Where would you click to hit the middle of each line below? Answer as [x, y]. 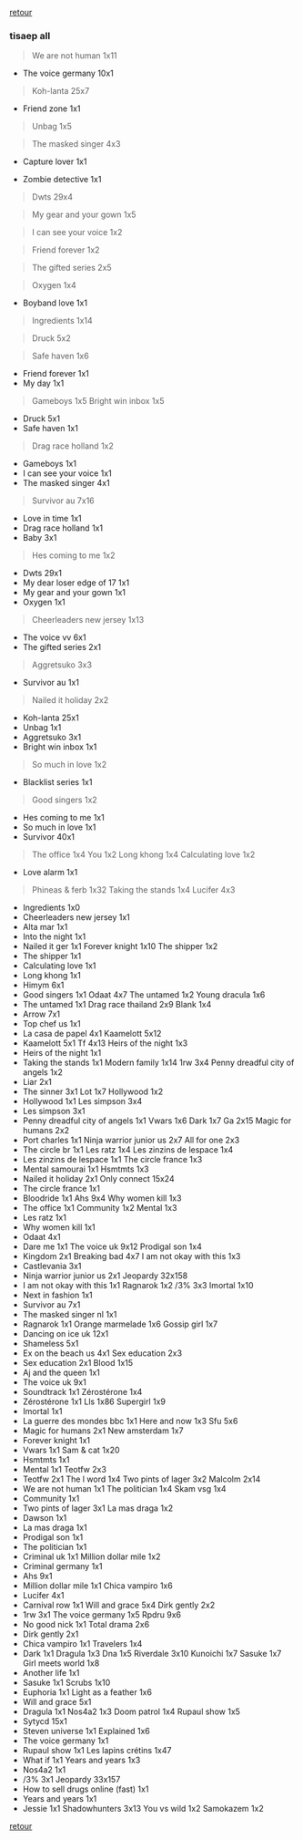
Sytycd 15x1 [45, 1721]
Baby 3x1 [40, 538]
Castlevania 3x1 [52, 1266]
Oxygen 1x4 [54, 285]
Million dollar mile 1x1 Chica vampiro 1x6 [97, 1586]
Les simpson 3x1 [54, 1111]
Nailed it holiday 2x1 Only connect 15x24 [98, 1179]
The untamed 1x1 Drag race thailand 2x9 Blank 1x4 [117, 1005]
